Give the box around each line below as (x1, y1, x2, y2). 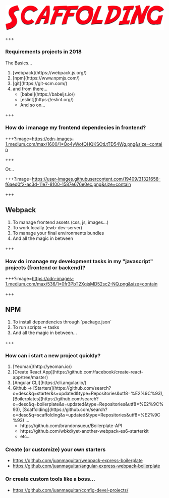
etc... (20, 433, 31, 440)
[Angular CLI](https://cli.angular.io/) (12, 380, 87, 386)
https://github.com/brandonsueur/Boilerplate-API (20, 423, 123, 429)
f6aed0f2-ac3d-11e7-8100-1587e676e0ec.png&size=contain (5, 181, 131, 187)
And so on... (20, 102, 45, 108)
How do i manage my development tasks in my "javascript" (5, 258, 153, 265)
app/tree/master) (12, 375, 48, 381)
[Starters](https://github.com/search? (33, 385, 111, 391)
